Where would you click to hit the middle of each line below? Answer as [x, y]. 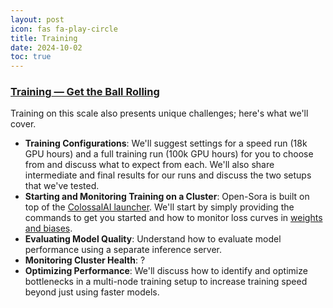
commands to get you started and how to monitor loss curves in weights [173, 218]
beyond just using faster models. [92, 292]
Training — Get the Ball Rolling [85, 92]
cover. [23, 124]
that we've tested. [62, 186]
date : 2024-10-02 [46, 47]
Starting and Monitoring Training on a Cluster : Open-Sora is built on [167, 197]
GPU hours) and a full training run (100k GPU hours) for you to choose [169, 154]
